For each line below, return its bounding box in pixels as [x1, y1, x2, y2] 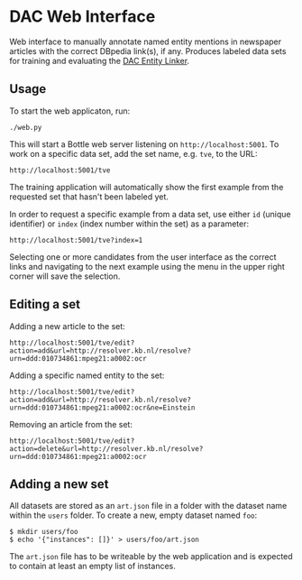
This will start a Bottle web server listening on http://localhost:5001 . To [9, 138, 279, 150]
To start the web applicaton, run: [9, 106, 131, 116]
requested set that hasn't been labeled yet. [9, 191, 169, 202]
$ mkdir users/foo [9, 528, 78, 537]
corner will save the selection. [9, 271, 121, 281]
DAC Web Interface [9, 6, 156, 27]
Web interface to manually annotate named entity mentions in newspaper [9, 36, 282, 47]
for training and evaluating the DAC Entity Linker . [9, 55, 190, 66]
